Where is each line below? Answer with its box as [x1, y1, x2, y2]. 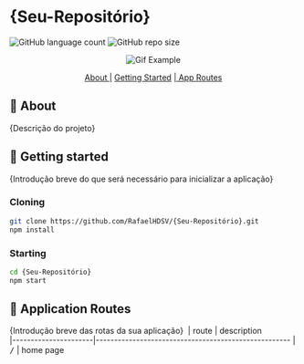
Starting [9, 246, 47, 259]
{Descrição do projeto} [9, 122, 96, 133]
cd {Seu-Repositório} [9, 267, 92, 276]
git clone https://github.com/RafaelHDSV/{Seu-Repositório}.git [9, 216, 259, 225]
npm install [9, 225, 55, 234]
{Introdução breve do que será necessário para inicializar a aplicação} [9, 173, 274, 184]
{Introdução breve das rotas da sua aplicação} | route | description [9, 326, 263, 337]
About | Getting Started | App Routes [84, 71, 223, 83]
